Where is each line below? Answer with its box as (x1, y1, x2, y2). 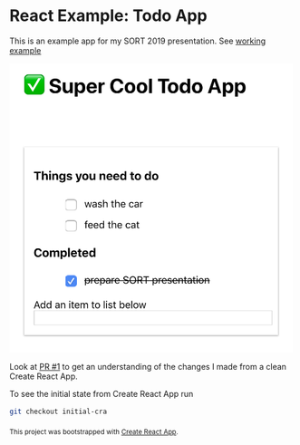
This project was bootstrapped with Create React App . (9, 427, 179, 436)
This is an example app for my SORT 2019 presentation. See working (9, 35, 266, 46)
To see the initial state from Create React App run (9, 389, 194, 400)
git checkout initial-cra (9, 407, 107, 417)
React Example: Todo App (9, 5, 208, 26)
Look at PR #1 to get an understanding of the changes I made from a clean (9, 362, 287, 372)
